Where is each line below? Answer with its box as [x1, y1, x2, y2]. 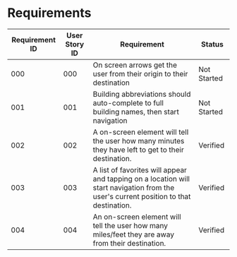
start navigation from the [92, 182, 175, 192]
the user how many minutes [92, 136, 185, 145]
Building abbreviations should [92, 89, 191, 99]
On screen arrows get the [92, 60, 178, 70]
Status [200, 39, 224, 49]
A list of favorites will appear [92, 165, 187, 174]
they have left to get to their [92, 145, 185, 155]
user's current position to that [92, 191, 191, 201]
